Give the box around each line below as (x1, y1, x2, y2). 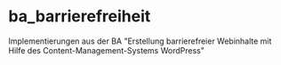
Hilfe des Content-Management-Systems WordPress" (8, 45, 205, 55)
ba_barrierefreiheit (8, 6, 151, 27)
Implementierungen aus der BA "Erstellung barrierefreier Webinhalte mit (8, 36, 272, 46)
